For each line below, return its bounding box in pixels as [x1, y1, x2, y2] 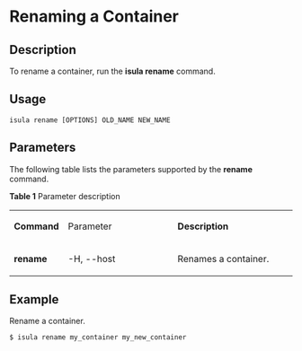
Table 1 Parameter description [9, 190, 121, 201]
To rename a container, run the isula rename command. [9, 66, 216, 76]
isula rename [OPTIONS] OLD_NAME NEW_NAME [9, 115, 171, 125]
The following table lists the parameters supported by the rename [9, 163, 253, 174]
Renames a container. [177, 252, 270, 265]
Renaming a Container [9, 6, 180, 27]
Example [9, 292, 59, 307]
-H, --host [67, 252, 116, 265]
